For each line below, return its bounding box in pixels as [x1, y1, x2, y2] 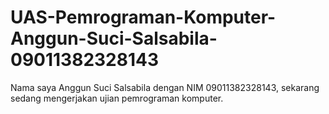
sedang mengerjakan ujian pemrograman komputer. [10, 92, 224, 104]
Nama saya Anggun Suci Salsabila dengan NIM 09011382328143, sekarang [10, 81, 320, 93]
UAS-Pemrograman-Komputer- [10, 6, 277, 29]
